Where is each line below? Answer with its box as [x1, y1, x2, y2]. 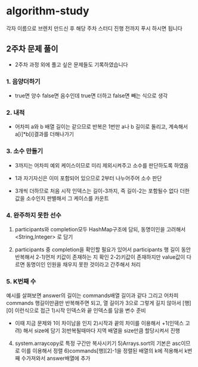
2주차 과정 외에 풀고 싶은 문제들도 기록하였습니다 [14, 61, 128, 68]
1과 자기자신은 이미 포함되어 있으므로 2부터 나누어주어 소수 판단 [14, 175, 162, 182]
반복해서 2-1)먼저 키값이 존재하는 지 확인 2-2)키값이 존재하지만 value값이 [14, 253, 185, 261]
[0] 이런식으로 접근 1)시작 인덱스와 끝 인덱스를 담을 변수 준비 [6, 307, 146, 314]
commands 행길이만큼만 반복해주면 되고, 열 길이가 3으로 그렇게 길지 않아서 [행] [6, 299, 191, 307]
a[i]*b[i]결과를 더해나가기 [14, 130, 75, 138]
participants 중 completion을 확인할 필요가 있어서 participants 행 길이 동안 [14, 246, 191, 253]
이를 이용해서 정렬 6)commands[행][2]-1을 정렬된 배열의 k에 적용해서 [21, 347, 184, 354]
